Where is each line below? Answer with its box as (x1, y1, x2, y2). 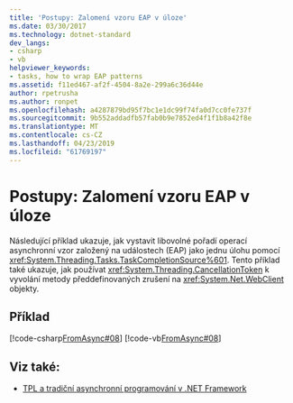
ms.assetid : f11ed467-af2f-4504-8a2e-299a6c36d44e (9, 80, 204, 89)
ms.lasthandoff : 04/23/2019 (9, 139, 115, 148)
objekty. (9, 283, 40, 294)
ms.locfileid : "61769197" (9, 147, 106, 156)
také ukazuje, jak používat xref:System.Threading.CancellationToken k (9, 263, 270, 275)
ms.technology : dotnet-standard (9, 30, 131, 39)
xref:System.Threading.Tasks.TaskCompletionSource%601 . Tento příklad (9, 254, 280, 265)
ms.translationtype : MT (9, 123, 99, 132)
